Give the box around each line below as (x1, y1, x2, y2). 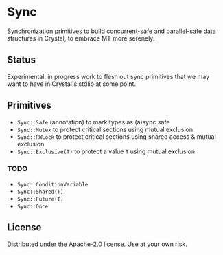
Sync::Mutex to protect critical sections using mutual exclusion (16, 125, 193, 133)
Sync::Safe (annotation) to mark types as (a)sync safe (16, 118, 170, 126)
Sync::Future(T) (16, 195, 64, 203)
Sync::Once (16, 203, 49, 210)
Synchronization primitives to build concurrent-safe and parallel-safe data (7, 27, 216, 35)
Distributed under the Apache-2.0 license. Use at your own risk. (7, 240, 187, 248)
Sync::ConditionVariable (16, 181, 89, 188)
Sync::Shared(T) (16, 188, 64, 195)
